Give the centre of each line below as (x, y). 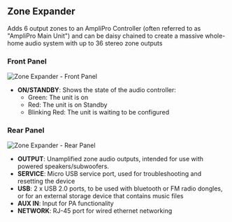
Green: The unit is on (58, 98)
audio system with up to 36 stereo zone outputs (94, 43)
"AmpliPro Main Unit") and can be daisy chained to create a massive (106, 36)
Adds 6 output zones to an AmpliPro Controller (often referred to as (104, 28)
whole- (215, 36)
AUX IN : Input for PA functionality (65, 203)
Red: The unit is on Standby (67, 105)
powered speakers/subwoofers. (63, 166)
